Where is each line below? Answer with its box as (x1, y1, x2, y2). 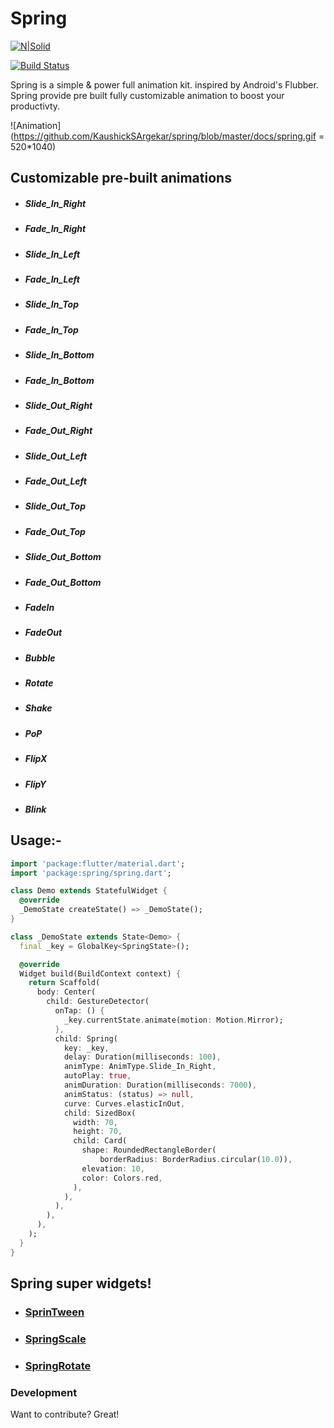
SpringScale (24, 1332, 87, 1346)
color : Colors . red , (81, 1173, 163, 1183)
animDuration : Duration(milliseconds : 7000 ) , (63, 1080, 257, 1091)
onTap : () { (54, 1006, 105, 1016)
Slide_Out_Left (24, 450, 88, 462)
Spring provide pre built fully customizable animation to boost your (10, 89, 285, 101)
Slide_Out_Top (24, 500, 86, 512)
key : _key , (63, 1043, 110, 1053)
